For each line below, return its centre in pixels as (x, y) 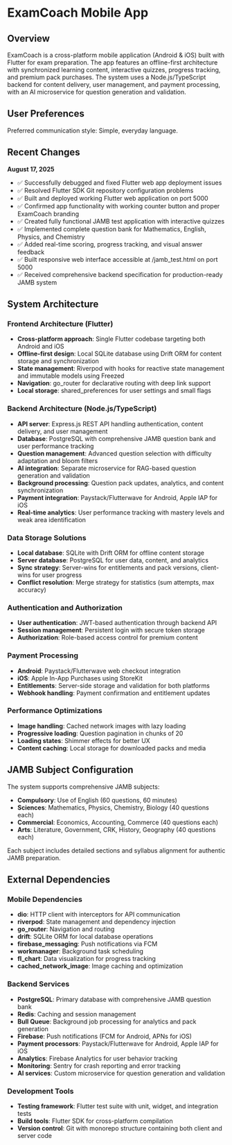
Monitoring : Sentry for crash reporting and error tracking (99, 1065)
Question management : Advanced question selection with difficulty (114, 453)
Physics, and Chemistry (51, 237)
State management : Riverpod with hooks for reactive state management (121, 369)
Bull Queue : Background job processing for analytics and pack (107, 1021)
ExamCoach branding (48, 214)
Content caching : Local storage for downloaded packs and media (111, 748)
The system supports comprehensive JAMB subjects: (83, 787)
